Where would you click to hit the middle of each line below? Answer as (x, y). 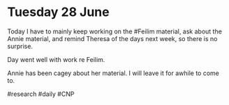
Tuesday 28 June (58, 12)
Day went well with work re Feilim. (56, 59)
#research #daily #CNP (41, 94)
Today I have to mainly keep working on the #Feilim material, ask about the (114, 31)
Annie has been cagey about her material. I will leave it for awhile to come (113, 73)
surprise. (20, 46)
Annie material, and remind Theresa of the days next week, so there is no (112, 38)
